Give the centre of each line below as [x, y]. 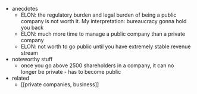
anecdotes [25, 9]
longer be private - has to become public [71, 72]
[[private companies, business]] [60, 84]
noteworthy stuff [32, 59]
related [21, 78]
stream [29, 53]
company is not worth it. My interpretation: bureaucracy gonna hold [104, 21]
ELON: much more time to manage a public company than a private [103, 34]
